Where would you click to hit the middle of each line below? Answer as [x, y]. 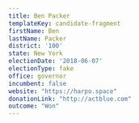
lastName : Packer [38, 38]
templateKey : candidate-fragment [65, 23]
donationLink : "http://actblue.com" [70, 99]
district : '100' [36, 46]
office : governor [38, 76]
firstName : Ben [34, 31]
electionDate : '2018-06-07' [56, 61]
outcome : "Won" [34, 106]
